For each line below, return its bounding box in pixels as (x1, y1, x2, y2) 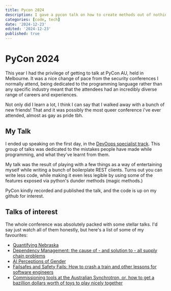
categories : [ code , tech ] (5, 17, 60, 22)
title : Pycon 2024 (5, 7, 44, 13)
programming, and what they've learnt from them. (5, 151, 110, 157)
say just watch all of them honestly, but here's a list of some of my (5, 226, 144, 232)
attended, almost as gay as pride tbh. (5, 112, 83, 118)
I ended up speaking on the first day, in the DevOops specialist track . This (5, 141, 160, 147)
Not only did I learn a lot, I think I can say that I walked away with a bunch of (5, 101, 165, 108)
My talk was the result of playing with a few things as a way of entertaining (5, 161, 162, 167)
